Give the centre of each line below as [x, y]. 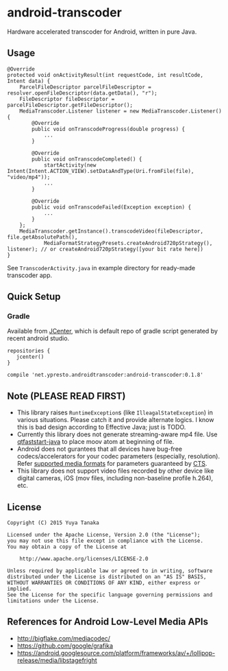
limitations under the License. [53, 601]
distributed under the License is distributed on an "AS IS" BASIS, [107, 577]
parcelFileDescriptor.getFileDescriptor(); [70, 105]
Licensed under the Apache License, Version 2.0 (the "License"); [104, 535]
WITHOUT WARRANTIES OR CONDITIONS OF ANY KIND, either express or [104, 583]
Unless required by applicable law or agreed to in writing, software [110, 571]
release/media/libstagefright [57, 660]
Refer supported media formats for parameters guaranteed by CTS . [112, 464]
